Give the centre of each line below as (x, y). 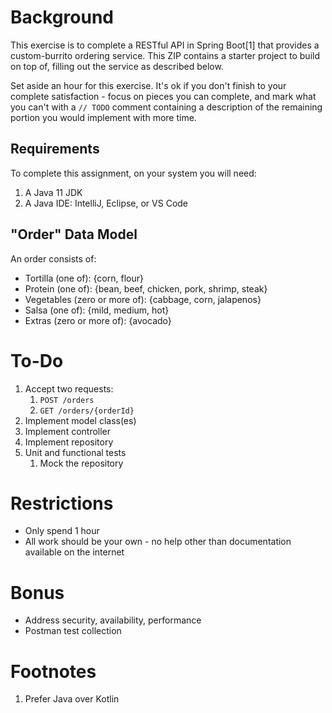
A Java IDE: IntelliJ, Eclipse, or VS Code (106, 203)
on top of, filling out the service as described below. (117, 66)
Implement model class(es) (80, 420)
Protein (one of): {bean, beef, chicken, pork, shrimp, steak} (146, 288)
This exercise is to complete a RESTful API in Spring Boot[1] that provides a (165, 45)
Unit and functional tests (75, 452)
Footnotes (53, 671)
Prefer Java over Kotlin (72, 699)
